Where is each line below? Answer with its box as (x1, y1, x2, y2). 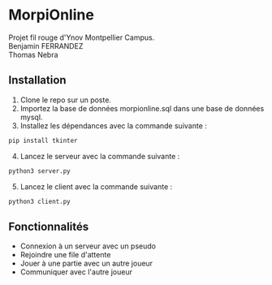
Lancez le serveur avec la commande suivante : (19, 151, 180, 161)
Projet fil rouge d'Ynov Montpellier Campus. (8, 32, 155, 42)
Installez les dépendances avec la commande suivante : (19, 120, 207, 131)
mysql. (19, 112, 43, 122)
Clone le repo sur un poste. (19, 95, 112, 105)
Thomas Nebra (8, 50, 58, 59)
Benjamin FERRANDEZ (8, 41, 84, 50)
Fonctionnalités (8, 219, 89, 233)
